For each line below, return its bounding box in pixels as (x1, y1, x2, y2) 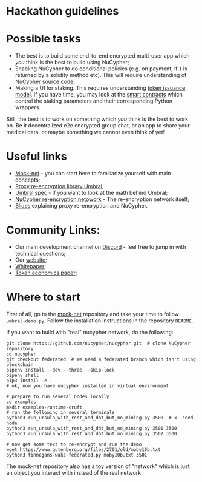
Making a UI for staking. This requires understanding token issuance (15, 84, 186, 92)
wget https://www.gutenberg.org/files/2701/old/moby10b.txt (6, 446, 161, 453)
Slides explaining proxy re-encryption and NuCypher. (15, 202, 148, 209)
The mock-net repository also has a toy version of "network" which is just (6, 463, 190, 470)
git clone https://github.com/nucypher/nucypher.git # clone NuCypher (6, 340, 191, 347)
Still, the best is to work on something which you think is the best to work (6, 115, 189, 123)
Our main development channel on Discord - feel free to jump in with (15, 243, 186, 250)
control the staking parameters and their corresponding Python (15, 97, 173, 104)
